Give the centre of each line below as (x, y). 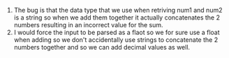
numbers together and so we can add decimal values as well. (102, 47)
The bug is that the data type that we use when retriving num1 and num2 (118, 10)
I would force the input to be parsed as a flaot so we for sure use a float (117, 32)
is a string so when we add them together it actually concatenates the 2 (117, 17)
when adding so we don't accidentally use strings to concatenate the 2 (116, 40)
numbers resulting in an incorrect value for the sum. (88, 25)
